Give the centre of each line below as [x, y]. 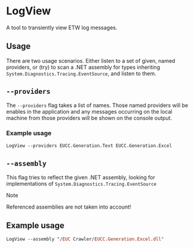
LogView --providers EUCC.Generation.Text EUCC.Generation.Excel [89, 146]
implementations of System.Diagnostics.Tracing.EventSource [81, 183]
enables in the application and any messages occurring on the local [89, 111]
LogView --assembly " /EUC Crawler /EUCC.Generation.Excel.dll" [85, 239]
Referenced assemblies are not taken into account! [69, 207]
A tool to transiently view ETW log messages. [62, 27]
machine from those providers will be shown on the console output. [89, 118]
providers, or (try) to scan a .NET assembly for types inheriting [83, 67]
